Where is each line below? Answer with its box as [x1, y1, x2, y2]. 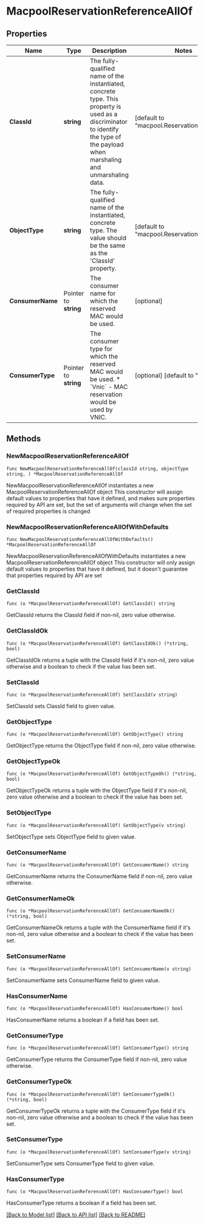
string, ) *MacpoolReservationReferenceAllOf [6, 471, 123, 477]
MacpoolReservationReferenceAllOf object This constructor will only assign [6, 559, 195, 566]
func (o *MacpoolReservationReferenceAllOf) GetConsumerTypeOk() [6, 1091, 175, 1098]
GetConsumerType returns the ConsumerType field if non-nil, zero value [6, 1056, 187, 1063]
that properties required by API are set [6, 571, 102, 579]
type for [90, 345, 113, 353]
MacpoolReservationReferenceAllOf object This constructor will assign [6, 488, 183, 495]
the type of [90, 132, 121, 141]
